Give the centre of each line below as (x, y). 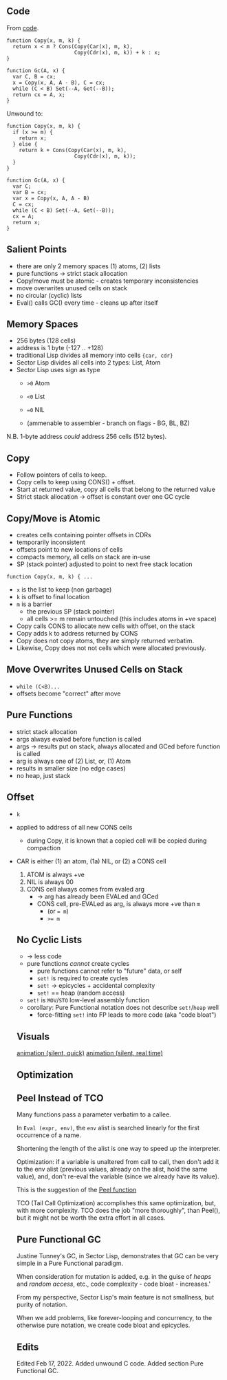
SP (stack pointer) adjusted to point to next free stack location (105, 564)
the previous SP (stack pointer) (71, 612)
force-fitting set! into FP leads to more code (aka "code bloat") (127, 1015)
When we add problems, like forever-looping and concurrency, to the (114, 1318)
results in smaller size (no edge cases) (71, 768)
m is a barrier (34, 604)
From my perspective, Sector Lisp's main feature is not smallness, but (115, 1297)
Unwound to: (25, 114)
